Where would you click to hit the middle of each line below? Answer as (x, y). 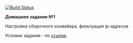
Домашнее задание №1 (30, 17)
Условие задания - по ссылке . (36, 36)
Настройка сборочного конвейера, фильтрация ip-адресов (67, 26)
